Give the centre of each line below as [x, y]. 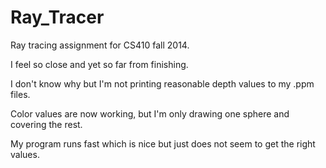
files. [20, 94]
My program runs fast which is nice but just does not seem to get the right [163, 143]
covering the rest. [46, 124]
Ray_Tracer [57, 17]
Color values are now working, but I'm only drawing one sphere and [150, 113]
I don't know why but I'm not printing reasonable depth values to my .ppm [162, 83]
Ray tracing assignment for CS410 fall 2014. [100, 45]
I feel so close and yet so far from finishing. [99, 64]
